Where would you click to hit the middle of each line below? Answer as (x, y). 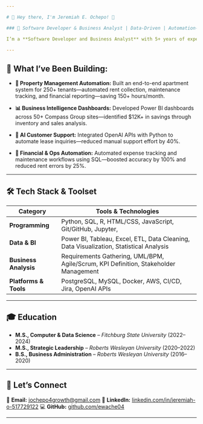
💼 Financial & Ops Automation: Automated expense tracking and (96, 153)
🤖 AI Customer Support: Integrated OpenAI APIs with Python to (94, 135)
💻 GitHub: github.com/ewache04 (82, 406)
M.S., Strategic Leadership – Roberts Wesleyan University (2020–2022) (105, 347)
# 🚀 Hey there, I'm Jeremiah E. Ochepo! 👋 (60, 17)
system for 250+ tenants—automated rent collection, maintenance (98, 90)
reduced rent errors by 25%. (50, 166)
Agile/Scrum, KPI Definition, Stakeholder (118, 264)
